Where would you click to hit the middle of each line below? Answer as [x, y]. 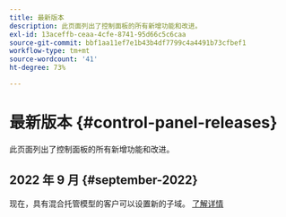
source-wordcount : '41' [54, 59]
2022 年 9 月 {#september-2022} [104, 180]
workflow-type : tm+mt [50, 51]
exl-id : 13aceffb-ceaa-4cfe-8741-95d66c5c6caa [98, 34]
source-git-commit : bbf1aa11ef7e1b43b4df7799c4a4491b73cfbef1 [128, 43]
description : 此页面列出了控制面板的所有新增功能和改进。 [105, 26]
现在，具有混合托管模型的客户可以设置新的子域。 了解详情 [117, 204]
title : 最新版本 [37, 17]
